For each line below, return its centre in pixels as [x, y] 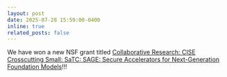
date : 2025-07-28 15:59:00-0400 [54, 20]
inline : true [26, 26]
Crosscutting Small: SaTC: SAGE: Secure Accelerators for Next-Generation [113, 60]
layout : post [26, 13]
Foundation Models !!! [37, 67]
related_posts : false [38, 33]
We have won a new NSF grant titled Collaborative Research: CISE [101, 52]
